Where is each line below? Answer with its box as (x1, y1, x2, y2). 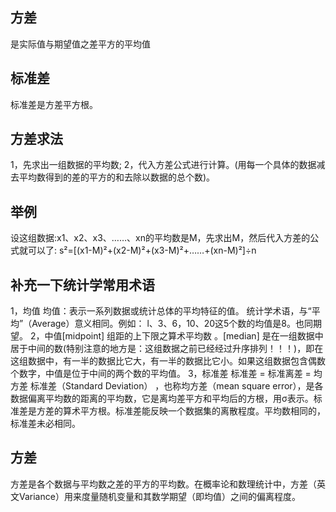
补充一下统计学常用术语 (10, 276, 155, 293)
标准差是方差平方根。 (10, 98, 98, 110)
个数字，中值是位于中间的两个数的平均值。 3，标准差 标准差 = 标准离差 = (10, 368, 312, 380)
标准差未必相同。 (10, 418, 81, 430)
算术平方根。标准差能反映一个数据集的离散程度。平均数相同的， (62, 405, 326, 417)
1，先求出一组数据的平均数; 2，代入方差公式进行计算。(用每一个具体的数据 (10, 159, 317, 171)
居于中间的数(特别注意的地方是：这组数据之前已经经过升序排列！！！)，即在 (10, 343, 324, 355)
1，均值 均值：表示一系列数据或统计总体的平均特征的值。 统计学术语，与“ (10, 305, 312, 317)
